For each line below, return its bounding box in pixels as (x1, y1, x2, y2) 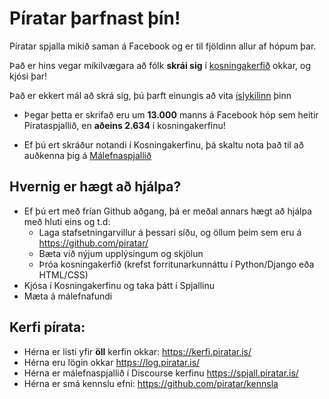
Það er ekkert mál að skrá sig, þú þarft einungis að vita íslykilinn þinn (9, 89, 292, 101)
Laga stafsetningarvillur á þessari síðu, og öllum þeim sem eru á (38, 226, 302, 238)
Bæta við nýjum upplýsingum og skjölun (38, 247, 204, 259)
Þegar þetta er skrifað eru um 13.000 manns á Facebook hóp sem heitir (23, 108, 319, 121)
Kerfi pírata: (9, 319, 86, 336)
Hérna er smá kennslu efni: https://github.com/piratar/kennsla (23, 377, 279, 389)
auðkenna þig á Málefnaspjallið (23, 149, 152, 161)
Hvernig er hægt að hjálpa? (9, 178, 182, 196)
